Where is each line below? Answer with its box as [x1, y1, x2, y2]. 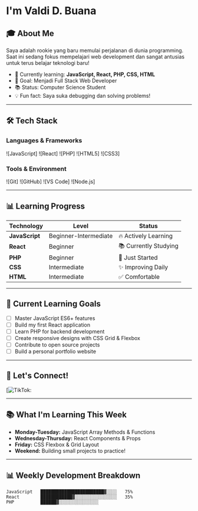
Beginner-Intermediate [49, 232, 113, 240]
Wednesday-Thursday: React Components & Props [14, 434, 141, 441]
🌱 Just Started [118, 253, 158, 262]
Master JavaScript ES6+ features [14, 314, 95, 322]
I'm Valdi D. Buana [6, 4, 97, 18]
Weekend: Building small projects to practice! [14, 447, 126, 454]
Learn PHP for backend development [14, 328, 105, 335]
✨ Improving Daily [118, 263, 169, 271]
